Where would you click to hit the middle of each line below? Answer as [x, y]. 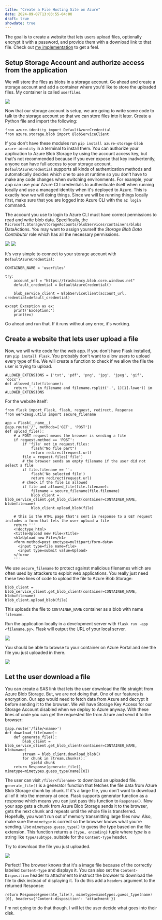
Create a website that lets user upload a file [72, 339]
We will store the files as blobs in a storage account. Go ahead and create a [80, 82]
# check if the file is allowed [55, 482]
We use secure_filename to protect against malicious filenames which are [78, 568]
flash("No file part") [54, 448]
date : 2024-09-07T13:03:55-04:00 [39, 14]
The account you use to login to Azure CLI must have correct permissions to [81, 215]
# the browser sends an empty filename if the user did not [84, 461]
